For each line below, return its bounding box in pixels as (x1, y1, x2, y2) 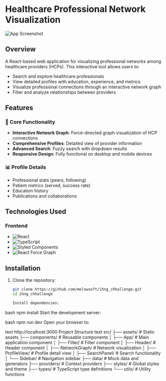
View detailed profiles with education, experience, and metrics (12, 78, 141, 84)
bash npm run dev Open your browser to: (5, 319, 90, 325)
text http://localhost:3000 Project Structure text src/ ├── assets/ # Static (5, 329, 155, 335)
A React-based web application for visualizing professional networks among (5, 58, 162, 64)
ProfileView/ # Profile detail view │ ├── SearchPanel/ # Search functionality (5, 350, 161, 356)
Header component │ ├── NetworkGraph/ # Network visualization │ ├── (5, 345, 156, 351)
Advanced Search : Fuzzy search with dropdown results (12, 146, 127, 152)
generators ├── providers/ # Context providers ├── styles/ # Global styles (5, 361, 160, 367)
